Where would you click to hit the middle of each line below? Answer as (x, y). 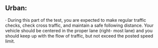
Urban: (16, 8)
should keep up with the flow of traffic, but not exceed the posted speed (79, 36)
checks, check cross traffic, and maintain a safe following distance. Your (79, 25)
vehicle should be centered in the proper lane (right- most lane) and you (79, 30)
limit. (10, 41)
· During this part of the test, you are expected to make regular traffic (76, 20)
